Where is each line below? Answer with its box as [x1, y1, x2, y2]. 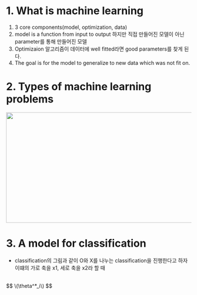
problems [6, 92, 54, 106]
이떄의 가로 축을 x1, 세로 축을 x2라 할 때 [14, 264, 106, 271]
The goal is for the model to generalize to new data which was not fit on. [14, 59, 190, 66]
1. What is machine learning [6, 4, 144, 18]
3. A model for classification [6, 237, 146, 250]
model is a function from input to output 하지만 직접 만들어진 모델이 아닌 [14, 31, 185, 38]
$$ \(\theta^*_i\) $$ [6, 282, 53, 289]
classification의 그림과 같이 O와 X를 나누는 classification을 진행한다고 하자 [14, 257, 188, 264]
